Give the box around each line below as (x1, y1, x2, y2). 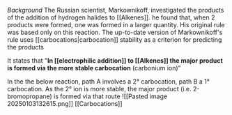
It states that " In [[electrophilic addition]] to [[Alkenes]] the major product (7, 56, 223, 65)
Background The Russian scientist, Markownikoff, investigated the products (7, 6, 224, 14)
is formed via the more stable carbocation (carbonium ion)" (7, 64, 181, 72)
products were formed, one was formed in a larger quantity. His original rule (7, 21, 225, 29)
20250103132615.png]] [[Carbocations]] (7, 100, 123, 107)
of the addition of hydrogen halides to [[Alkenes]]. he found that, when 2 (7, 13, 215, 22)
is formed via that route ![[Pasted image (53, 92, 168, 100)
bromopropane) (7, 92, 52, 100)
